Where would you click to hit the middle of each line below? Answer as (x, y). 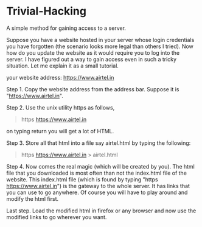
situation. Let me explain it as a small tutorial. (62, 66)
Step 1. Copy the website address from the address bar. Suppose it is (93, 89)
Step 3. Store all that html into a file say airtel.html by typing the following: (99, 143)
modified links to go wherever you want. (57, 217)
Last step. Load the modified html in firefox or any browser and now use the (101, 211)
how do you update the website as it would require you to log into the (93, 52)
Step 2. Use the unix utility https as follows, (61, 107)
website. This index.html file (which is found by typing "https (82, 179)
